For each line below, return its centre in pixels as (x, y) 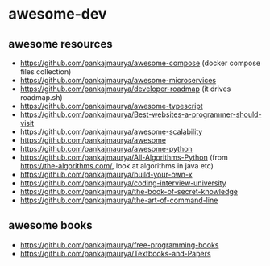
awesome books (50, 225)
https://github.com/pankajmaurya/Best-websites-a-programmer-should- (141, 114)
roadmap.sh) (41, 97)
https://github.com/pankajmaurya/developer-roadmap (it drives (125, 89)
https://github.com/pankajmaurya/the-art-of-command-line (119, 200)
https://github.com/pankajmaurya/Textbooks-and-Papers (115, 253)
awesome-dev (58, 14)
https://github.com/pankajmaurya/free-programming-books (119, 245)
